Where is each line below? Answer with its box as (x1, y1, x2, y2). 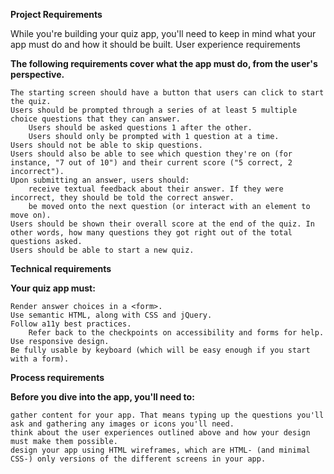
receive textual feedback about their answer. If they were (28, 184, 284, 194)
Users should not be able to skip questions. (10, 140, 203, 150)
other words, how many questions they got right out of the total (10, 228, 293, 238)
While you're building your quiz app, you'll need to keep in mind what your (10, 28, 317, 39)
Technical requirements (10, 263, 112, 274)
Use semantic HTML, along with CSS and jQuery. (10, 310, 213, 320)
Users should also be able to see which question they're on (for (10, 149, 293, 159)
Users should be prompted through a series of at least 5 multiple (10, 105, 298, 115)
